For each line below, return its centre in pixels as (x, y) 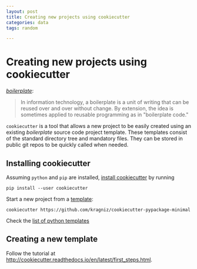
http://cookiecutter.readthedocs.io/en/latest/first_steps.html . (79, 260)
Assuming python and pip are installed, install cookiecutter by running (90, 177)
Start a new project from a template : (50, 199)
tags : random (22, 28)
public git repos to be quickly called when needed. (67, 145)
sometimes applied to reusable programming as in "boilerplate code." (104, 115)
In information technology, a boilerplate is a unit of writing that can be (105, 102)
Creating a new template (52, 239)
